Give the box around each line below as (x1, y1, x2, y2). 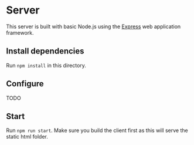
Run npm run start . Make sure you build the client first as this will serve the (6, 127, 189, 134)
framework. (6, 29, 34, 36)
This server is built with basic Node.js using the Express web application (6, 23, 181, 30)
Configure (6, 79, 44, 89)
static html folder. (6, 133, 48, 140)
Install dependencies (6, 46, 84, 56)
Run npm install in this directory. (6, 62, 87, 69)
